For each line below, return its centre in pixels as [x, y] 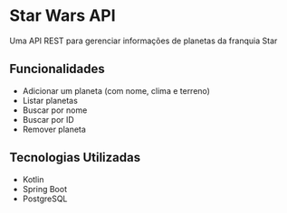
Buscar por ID [48, 119]
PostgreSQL [45, 199]
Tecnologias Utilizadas [75, 157]
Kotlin [33, 179]
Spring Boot [45, 189]
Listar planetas [50, 100]
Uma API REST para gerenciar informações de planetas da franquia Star [143, 41]
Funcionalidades [57, 69]
